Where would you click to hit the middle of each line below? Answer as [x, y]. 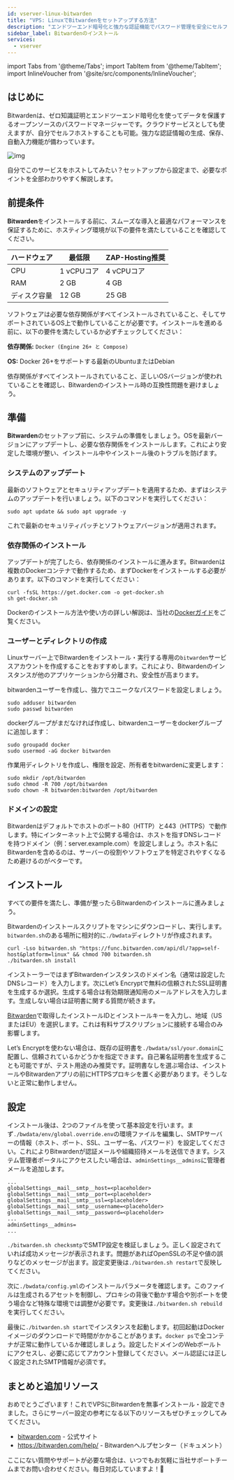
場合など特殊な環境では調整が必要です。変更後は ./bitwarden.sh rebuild [118, 1303]
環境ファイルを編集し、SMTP [162, 1134]
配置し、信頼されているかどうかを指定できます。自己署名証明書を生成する [114, 1057]
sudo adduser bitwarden [42, 703]
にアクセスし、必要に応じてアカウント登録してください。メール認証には [111, 1354]
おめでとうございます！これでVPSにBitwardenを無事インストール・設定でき [116, 1405]
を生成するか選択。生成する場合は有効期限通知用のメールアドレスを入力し [114, 992]
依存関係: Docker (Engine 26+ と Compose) [68, 346]
